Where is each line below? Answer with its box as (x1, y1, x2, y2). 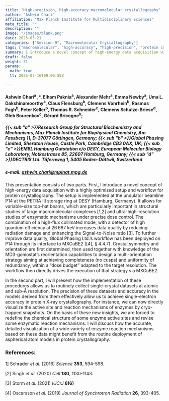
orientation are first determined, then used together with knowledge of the (5, 246, 159, 253)
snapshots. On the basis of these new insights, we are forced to (22, 310, 155, 316)
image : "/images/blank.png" (5, 31, 64, 36)
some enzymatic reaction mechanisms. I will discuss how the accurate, (5, 320, 152, 326)
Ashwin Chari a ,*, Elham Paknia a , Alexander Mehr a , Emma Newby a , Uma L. (5, 93, 163, 100)
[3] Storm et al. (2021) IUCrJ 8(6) (5, 380, 74, 386)
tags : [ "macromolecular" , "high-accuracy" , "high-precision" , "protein (5, 45, 158, 50)
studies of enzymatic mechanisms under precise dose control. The (5, 214, 144, 220)
